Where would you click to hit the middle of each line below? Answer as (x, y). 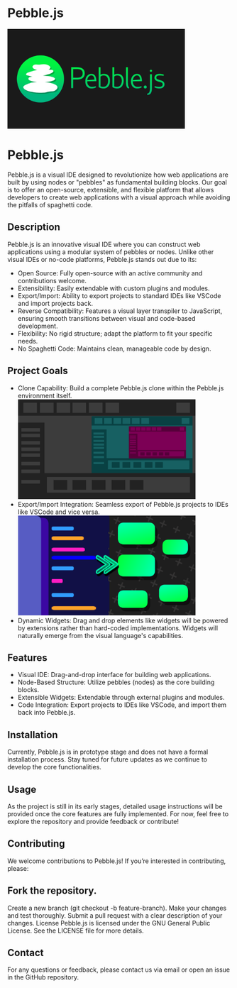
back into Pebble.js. (46, 713)
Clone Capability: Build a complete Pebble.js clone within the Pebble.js (121, 388)
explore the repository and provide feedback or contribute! (93, 821)
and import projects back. (55, 303)
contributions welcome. (52, 280)
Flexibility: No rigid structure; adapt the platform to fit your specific (115, 333)
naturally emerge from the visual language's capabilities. (100, 635)
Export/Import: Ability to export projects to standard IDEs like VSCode (119, 295)
